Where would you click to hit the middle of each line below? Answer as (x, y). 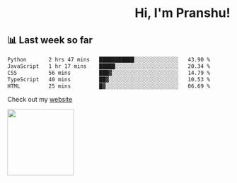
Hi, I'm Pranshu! (182, 13)
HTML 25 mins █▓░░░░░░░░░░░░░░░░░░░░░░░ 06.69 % (109, 86)
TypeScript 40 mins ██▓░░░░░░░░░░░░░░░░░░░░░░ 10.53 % (109, 79)
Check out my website (40, 100)
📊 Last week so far (50, 40)
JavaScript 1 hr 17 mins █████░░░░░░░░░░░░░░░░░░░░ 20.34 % (109, 66)
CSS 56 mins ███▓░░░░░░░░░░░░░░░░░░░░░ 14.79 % (109, 73)
